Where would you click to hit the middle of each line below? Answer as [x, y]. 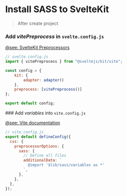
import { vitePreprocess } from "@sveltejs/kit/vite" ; [64, 62]
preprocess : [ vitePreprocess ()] [48, 90]
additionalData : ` [43, 161]
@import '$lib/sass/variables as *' [66, 165]
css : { [17, 141]
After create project [38, 23]
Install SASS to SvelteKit [57, 9]
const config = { [23, 70]
